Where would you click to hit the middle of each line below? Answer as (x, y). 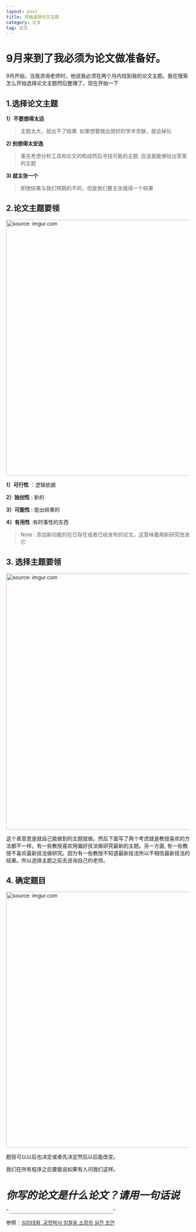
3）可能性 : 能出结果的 (33, 509)
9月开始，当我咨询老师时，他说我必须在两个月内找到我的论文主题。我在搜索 (97, 76)
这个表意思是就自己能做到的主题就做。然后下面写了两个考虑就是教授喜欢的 (95, 838)
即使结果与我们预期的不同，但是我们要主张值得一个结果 (87, 188)
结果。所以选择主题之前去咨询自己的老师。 (57, 860)
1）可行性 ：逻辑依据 (31, 485)
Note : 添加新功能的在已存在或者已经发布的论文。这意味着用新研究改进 (105, 534)
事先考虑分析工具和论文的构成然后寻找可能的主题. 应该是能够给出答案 (104, 156)
